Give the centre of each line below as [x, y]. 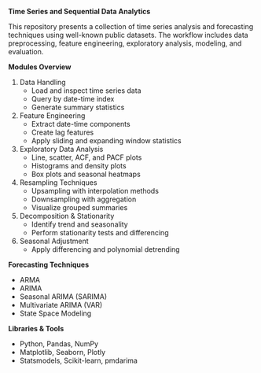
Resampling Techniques [58, 183]
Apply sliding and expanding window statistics [107, 140]
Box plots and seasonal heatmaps [86, 174]
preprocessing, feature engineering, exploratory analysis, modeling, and [125, 43]
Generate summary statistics [78, 107]
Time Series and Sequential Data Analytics [79, 11]
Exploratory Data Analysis [61, 149]
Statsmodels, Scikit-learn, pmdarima [78, 360]
